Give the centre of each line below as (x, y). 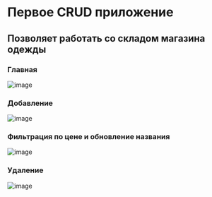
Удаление (25, 170)
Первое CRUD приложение (90, 12)
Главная (22, 69)
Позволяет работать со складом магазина (106, 38)
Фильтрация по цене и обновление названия (89, 137)
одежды (27, 49)
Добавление (30, 103)
